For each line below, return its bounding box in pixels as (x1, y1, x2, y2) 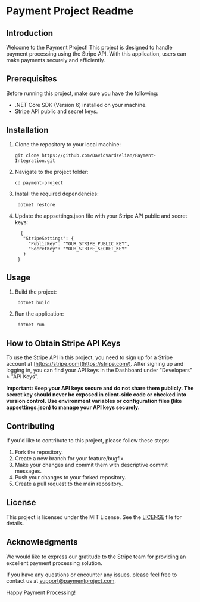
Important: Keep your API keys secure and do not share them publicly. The (6, 384, 194, 392)
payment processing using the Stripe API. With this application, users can (6, 50, 186, 57)
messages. (14, 467, 42, 475)
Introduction (6, 28, 54, 38)
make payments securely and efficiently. (6, 57, 105, 63)
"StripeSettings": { (23, 235, 74, 242)
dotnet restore (17, 201, 55, 207)
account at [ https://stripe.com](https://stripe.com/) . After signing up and (6, 360, 184, 368)
